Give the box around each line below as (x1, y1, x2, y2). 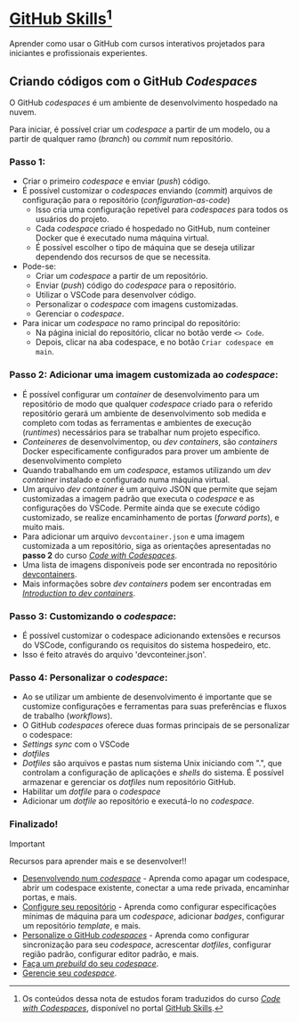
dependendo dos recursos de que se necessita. (35, 251, 211, 263)
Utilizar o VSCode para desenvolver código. (35, 290, 197, 300)
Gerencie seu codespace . (21, 968, 117, 978)
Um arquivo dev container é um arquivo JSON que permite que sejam (21, 483, 278, 495)
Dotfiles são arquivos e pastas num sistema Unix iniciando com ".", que (21, 758, 282, 769)
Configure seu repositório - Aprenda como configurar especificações (21, 901, 278, 912)
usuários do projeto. (35, 214, 109, 225)
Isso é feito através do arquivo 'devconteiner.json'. (21, 649, 207, 659)
